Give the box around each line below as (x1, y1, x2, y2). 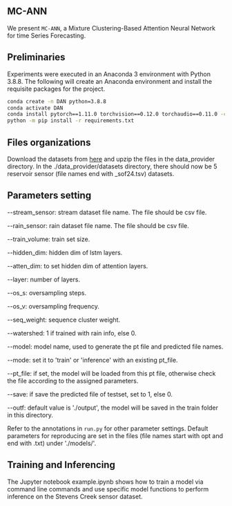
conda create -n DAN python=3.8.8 (7, 98, 107, 105)
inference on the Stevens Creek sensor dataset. (7, 492, 143, 500)
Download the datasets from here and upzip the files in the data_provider (7, 155, 215, 163)
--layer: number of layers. (7, 275, 81, 283)
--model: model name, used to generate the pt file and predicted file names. (7, 342, 224, 351)
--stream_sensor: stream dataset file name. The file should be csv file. (7, 208, 207, 216)
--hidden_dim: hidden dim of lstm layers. (7, 248, 123, 256)
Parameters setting (7, 190, 92, 202)
